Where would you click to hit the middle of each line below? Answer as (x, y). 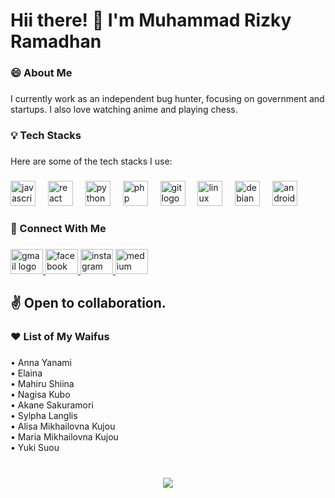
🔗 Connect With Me (58, 228)
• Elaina (26, 373)
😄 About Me (41, 73)
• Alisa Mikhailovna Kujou (63, 426)
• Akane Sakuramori (52, 405)
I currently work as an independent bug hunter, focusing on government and (167, 99)
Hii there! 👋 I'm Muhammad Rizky (151, 20)
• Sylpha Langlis (44, 415)
